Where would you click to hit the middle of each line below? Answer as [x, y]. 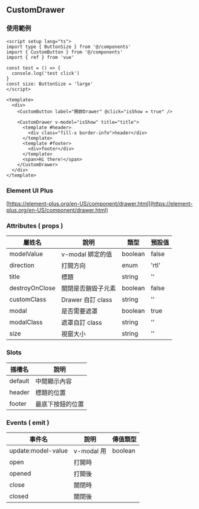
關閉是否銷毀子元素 [89, 289]
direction [22, 265]
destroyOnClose [32, 288]
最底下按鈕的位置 [60, 404]
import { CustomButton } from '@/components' [64, 52]
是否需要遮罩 [80, 311]
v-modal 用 [90, 451]
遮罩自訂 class [82, 323]
